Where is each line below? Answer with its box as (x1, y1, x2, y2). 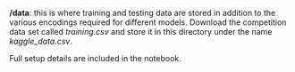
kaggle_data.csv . (9, 36, 73, 46)
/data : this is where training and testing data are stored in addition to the (9, 8, 276, 18)
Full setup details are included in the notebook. (9, 53, 181, 63)
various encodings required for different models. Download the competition (9, 17, 287, 28)
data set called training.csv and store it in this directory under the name (9, 27, 273, 36)
